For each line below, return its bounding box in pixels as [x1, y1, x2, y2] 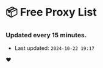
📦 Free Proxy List [5, 5, 97, 19]
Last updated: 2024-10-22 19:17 [14, 45, 95, 52]
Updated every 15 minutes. [5, 31, 87, 40]
